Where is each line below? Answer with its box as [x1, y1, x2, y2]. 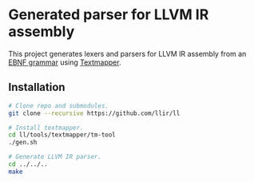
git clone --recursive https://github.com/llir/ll [8, 109, 181, 117]
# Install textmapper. [8, 124, 84, 132]
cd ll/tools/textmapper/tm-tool [8, 131, 116, 139]
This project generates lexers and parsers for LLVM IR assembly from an [8, 49, 247, 58]
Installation [8, 81, 65, 94]
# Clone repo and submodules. [8, 101, 109, 109]
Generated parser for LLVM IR [8, 6, 209, 24]
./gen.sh [8, 138, 38, 147]
